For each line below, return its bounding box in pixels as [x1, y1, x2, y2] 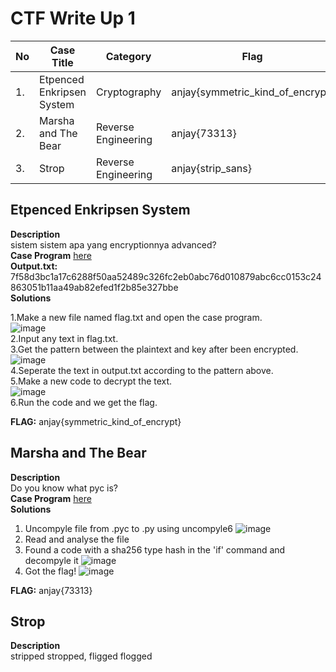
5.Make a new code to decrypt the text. [10, 375, 173, 387]
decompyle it [24, 554, 79, 566]
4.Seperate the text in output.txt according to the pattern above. [10, 364, 274, 376]
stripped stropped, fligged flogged [10, 650, 153, 662]
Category [105, 49, 152, 63]
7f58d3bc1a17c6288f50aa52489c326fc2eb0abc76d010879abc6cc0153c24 [10, 270, 322, 282]
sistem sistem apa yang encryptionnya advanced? [10, 238, 217, 251]
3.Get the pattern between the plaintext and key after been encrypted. [10, 343, 299, 355]
